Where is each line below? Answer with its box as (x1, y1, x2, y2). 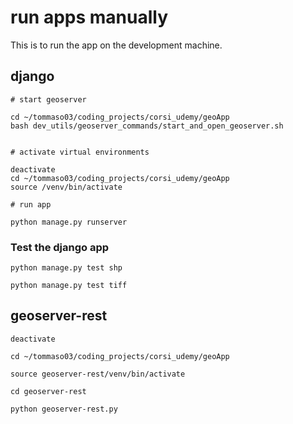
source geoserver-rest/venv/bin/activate (10, 369, 186, 379)
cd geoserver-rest (10, 386, 87, 396)
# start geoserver (10, 94, 87, 105)
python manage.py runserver (10, 217, 128, 227)
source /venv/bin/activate (10, 182, 123, 192)
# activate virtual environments (10, 147, 150, 157)
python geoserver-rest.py (10, 404, 118, 414)
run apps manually (10, 6, 169, 29)
